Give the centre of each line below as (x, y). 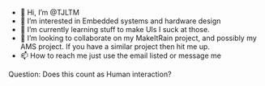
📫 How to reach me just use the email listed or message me (120, 55)
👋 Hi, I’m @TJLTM (49, 12)
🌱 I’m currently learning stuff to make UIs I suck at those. (115, 29)
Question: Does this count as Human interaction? (90, 74)
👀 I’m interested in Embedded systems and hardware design (120, 21)
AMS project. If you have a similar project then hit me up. (115, 47)
